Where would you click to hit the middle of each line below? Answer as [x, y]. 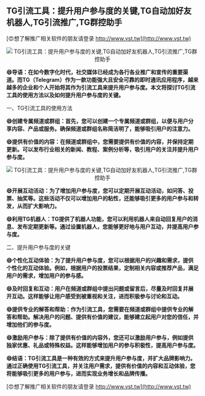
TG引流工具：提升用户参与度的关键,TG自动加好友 [99, 11]
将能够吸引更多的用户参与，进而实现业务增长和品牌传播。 [78, 373]
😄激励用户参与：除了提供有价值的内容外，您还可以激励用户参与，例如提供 [100, 337]
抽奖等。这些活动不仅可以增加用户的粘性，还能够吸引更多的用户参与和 [105, 198]
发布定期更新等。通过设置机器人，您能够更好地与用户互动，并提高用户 [105, 226]
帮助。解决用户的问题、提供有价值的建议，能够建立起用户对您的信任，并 [108, 316]
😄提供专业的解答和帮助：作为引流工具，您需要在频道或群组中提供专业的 [97, 309]
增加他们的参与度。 [31, 324]
